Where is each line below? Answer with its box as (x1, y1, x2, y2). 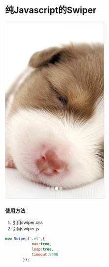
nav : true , (31, 242, 52, 247)
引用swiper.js (12, 226, 39, 232)
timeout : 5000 (31, 252, 58, 257)
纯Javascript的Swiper (5, 4, 97, 16)
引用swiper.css (12, 219, 43, 226)
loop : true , (31, 247, 54, 252)
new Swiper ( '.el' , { (5, 236, 45, 241)
